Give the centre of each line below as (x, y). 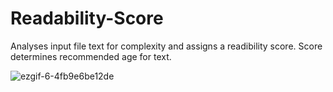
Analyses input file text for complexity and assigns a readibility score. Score (166, 46)
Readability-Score (87, 18)
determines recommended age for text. (91, 56)
